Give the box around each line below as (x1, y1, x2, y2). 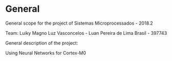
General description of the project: (5, 39, 79, 46)
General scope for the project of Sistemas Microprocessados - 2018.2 (5, 20, 153, 26)
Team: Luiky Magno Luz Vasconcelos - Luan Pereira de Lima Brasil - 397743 (5, 30, 167, 36)
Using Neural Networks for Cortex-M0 (5, 50, 86, 56)
